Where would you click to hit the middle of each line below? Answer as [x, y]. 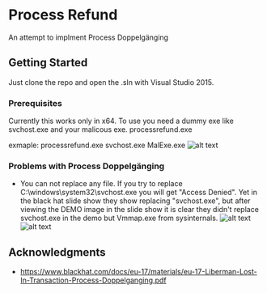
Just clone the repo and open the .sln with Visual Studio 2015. [111, 82]
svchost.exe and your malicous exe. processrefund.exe [100, 130]
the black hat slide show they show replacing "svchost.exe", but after [135, 201]
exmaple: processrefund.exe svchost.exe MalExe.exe [97, 145]
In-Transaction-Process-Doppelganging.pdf [93, 280]
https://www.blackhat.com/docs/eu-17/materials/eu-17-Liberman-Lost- [138, 272]
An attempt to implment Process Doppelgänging [88, 37]
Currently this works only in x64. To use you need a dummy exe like [121, 121]
